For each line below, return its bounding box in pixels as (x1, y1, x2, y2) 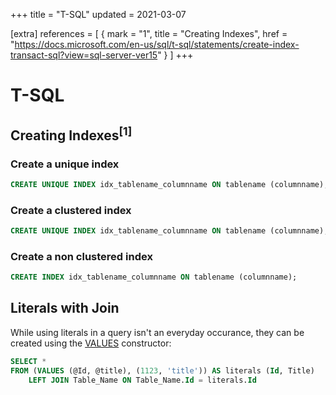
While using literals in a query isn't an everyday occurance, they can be (10, 326, 305, 338)
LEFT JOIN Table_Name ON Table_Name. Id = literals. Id (28, 375, 257, 385)
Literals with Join (10, 300, 120, 317)
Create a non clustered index (10, 249, 153, 263)
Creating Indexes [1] (10, 124, 133, 144)
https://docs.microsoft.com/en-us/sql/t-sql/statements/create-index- (14, 39, 300, 50)
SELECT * (10, 356, 47, 366)
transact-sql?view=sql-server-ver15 (10, 49, 158, 61)
